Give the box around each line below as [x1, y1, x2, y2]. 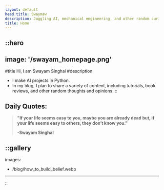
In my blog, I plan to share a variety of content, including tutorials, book [12, 83, 156, 89]
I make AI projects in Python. [12, 77, 70, 83]
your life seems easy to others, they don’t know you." [17, 120, 128, 126]
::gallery [5, 144, 31, 152]
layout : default [5, 7, 38, 12]
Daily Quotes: [5, 102, 47, 110]
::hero [5, 38, 24, 47]
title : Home [5, 20, 29, 26]
